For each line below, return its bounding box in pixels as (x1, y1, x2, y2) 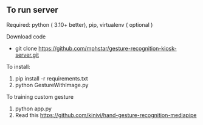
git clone (15, 45, 38, 52)
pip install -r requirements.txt (15, 74, 88, 82)
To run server (6, 5, 59, 15)
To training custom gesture (6, 93, 74, 100)
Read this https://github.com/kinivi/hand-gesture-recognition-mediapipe (15, 111, 197, 118)
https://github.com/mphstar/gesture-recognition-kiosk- (38, 45, 177, 52)
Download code (6, 33, 46, 40)
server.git (15, 51, 40, 59)
